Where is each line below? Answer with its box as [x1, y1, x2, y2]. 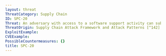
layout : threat [5, 7, 37, 12]
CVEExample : [5, 35, 30, 39]
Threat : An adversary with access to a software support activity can [5, 20, 154, 26]
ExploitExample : [5, 30, 39, 35]
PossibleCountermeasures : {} [5, 39, 65, 44]
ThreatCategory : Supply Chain [5, 12, 68, 17]
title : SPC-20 [5, 43, 35, 48]
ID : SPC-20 [5, 16, 28, 21]
